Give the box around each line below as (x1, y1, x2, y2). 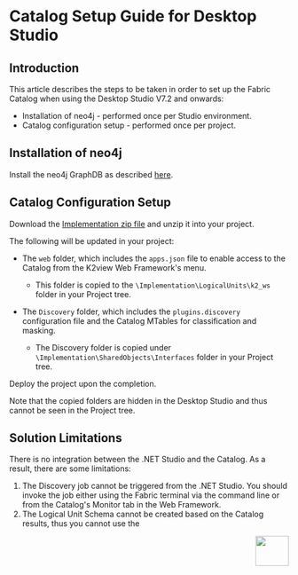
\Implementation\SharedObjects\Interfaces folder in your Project (35, 351, 273, 362)
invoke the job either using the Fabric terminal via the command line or (21, 490, 280, 500)
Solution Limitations (9, 430, 122, 445)
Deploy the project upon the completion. (9, 378, 157, 389)
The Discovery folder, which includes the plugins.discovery (21, 306, 241, 317)
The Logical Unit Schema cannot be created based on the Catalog (21, 508, 264, 520)
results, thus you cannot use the (21, 518, 140, 529)
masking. (21, 325, 56, 335)
